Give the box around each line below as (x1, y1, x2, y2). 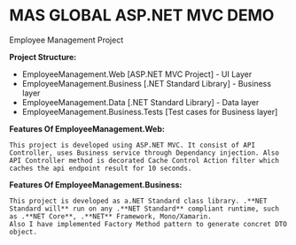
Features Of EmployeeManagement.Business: (9, 179, 183, 190)
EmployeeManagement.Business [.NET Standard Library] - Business (21, 78, 272, 88)
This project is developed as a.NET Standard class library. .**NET (9, 196, 268, 205)
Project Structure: (9, 51, 77, 62)
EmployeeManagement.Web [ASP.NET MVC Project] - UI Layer (21, 68, 253, 80)
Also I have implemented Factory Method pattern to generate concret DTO (9, 219, 288, 228)
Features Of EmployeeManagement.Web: (9, 123, 166, 134)
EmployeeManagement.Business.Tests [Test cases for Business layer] (21, 106, 278, 117)
